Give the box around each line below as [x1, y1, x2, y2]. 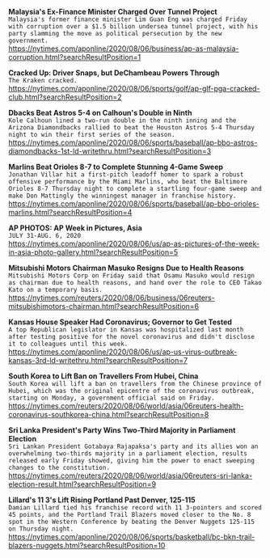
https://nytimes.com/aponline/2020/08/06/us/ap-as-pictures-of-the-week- [8, 239, 260, 248]
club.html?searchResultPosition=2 [8, 92, 123, 102]
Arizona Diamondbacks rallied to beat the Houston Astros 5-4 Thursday [8, 124, 255, 132]
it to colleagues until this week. [8, 340, 129, 348]
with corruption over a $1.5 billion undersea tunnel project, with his [8, 23, 259, 31]
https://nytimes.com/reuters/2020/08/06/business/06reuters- [8, 293, 216, 302]
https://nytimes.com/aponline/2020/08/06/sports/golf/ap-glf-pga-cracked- [8, 84, 260, 93]
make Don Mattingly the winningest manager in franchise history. [8, 192, 237, 200]
